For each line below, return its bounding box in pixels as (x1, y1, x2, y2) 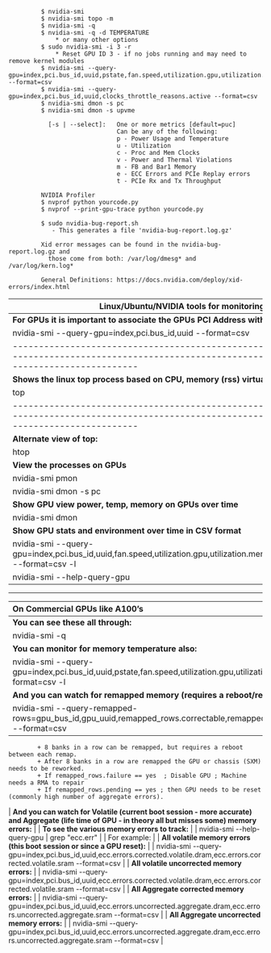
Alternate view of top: (12, 433, 98, 444)
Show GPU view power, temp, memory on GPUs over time (12, 499, 239, 510)
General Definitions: (40, 276, 114, 284)
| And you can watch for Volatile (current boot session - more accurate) (8, 807, 252, 817)
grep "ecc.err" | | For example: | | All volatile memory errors (49, 833, 251, 842)
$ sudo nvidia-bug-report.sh (40, 219, 139, 228)
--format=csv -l (12, 558, 77, 569)
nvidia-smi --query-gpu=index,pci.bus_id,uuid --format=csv (12, 328, 250, 338)
